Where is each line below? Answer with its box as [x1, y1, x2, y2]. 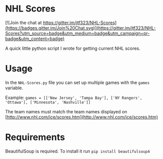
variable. [5, 85, 24, 91]
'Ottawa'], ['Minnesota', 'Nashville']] [5, 100, 91, 105]
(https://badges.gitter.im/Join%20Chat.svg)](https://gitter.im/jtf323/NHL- [5, 25, 156, 31]
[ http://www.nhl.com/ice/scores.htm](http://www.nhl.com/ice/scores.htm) [5, 114, 158, 120]
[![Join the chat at [5, 20, 42, 26]
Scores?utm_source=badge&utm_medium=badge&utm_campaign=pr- [5, 30, 150, 36]
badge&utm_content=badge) [5, 36, 65, 42]
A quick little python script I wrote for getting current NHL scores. [5, 45, 140, 51]
